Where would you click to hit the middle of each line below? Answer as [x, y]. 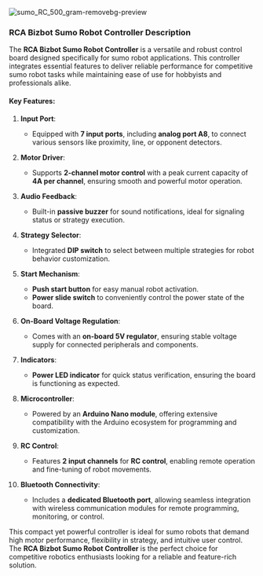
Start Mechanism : [50, 273]
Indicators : [38, 360]
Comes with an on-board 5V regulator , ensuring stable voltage [135, 336]
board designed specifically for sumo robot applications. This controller [124, 58]
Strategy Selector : [51, 235]
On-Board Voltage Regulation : [70, 321]
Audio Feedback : [49, 196]
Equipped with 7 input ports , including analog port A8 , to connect [139, 134]
